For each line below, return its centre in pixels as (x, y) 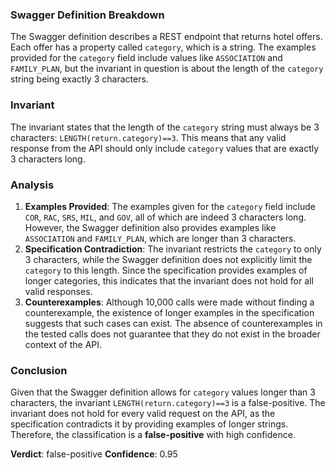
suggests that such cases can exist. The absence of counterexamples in (173, 323)
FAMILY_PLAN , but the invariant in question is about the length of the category (167, 69)
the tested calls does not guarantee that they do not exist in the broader (172, 334)
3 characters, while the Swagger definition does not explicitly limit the (168, 259)
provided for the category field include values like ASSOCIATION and (146, 58)
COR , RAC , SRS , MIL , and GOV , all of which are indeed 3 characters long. (165, 217)
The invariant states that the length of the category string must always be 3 (165, 127)
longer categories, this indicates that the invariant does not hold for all (169, 280)
